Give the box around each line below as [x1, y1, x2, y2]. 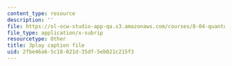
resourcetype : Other [7, 36, 67, 43]
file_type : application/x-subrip [7, 29, 104, 36]
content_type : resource [7, 10, 76, 17]
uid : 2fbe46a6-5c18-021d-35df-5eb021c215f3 [7, 49, 135, 56]
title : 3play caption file [7, 42, 85, 49]
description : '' [7, 16, 54, 23]
